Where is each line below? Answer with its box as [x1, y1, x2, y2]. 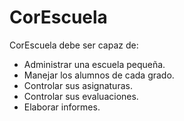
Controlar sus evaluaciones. [23, 90, 139, 102]
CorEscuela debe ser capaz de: [9, 39, 139, 51]
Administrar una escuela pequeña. [23, 58, 166, 70]
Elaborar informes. [23, 101, 101, 113]
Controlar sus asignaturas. [23, 79, 133, 91]
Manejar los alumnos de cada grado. [23, 69, 175, 81]
